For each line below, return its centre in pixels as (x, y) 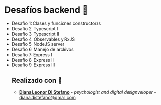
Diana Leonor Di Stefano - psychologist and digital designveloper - (87, 92)
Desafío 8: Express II (32, 60)
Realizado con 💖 (37, 80)
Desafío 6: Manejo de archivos (43, 49)
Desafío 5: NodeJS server (38, 44)
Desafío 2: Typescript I (35, 28)
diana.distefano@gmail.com (47, 97)
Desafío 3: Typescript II (35, 34)
